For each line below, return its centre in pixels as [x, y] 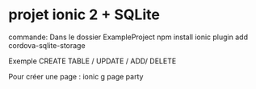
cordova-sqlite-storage [47, 45]
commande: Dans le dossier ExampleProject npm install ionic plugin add [128, 37]
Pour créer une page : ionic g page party [76, 76]
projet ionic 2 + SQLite [84, 15]
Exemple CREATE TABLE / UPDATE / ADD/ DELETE [92, 61]
